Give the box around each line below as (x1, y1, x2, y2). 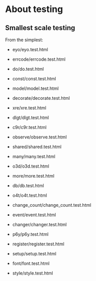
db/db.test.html (12, 183, 44, 189)
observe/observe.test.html (12, 134, 67, 140)
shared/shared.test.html (12, 144, 62, 150)
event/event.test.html (12, 212, 56, 218)
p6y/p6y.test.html (12, 231, 49, 237)
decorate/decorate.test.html (12, 95, 70, 101)
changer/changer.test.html (12, 222, 67, 227)
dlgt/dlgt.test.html (12, 114, 49, 120)
